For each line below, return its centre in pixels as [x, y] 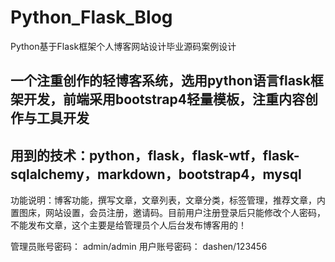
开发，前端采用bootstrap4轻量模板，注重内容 [164, 99]
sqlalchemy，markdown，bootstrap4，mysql [156, 174]
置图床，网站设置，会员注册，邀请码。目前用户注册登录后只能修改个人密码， [168, 213]
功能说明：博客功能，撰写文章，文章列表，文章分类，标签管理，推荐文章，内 [168, 200]
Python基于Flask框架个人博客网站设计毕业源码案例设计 [123, 46]
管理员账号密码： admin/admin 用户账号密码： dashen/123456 [139, 247]
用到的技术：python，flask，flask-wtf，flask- [155, 155]
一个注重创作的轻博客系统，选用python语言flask [160, 81]
